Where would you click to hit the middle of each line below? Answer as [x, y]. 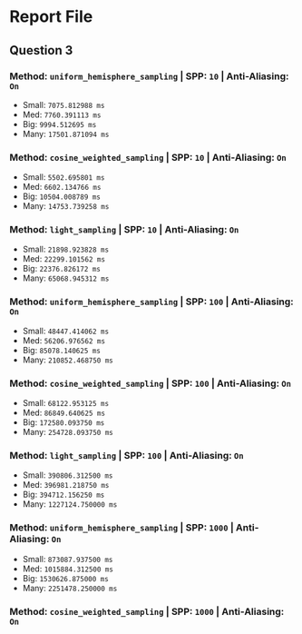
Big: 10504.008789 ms [62, 196]
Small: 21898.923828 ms [66, 249]
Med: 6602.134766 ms [62, 187]
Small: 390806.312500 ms [68, 475]
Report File [51, 17]
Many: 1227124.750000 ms [70, 504]
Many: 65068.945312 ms [66, 278]
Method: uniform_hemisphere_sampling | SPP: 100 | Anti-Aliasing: [152, 302]
